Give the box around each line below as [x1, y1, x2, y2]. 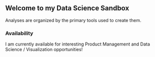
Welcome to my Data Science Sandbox [5, 4, 130, 12]
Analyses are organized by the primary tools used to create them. [5, 17, 141, 23]
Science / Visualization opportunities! [5, 46, 83, 52]
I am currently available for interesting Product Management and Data [5, 41, 150, 47]
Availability [5, 29, 34, 36]
